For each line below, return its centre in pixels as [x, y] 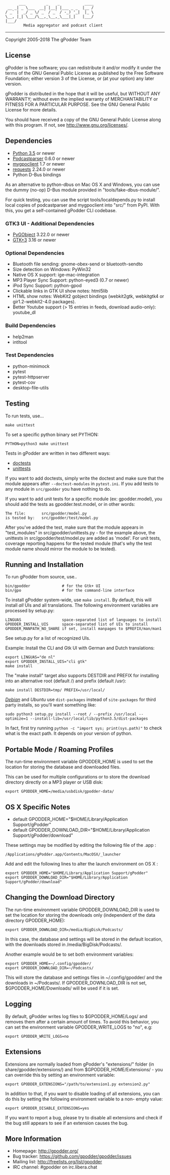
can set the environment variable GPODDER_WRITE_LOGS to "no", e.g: [79, 1027]
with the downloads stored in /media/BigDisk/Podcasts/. [64, 944]
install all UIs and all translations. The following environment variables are [82, 605]
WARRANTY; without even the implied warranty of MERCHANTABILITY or [82, 99]
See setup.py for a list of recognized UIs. [48, 638]
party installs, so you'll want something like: [51, 705]
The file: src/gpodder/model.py [46, 513]
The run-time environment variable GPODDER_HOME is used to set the [79, 762]
